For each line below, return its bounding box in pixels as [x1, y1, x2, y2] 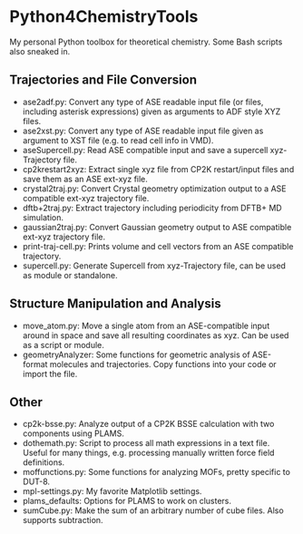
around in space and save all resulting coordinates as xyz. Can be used [22, 329, 289, 341]
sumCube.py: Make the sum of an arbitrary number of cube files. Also [22, 505, 284, 516]
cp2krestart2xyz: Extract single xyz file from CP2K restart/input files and [22, 163, 295, 174]
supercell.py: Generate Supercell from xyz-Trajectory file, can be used [22, 260, 286, 271]
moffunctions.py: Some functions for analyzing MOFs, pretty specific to [22, 467, 290, 478]
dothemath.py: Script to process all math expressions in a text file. [22, 438, 270, 449]
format [22, 358, 48, 369]
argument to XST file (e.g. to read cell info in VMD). [22, 134, 214, 146]
